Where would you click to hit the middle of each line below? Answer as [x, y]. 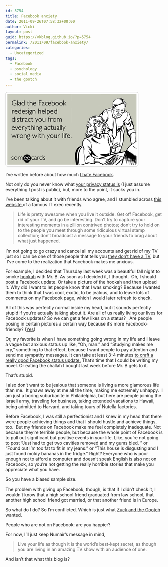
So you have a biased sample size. [41, 479]
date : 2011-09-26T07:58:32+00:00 [40, 21]
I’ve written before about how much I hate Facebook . [60, 174]
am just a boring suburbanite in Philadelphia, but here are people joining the [83, 396]
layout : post [19, 32]
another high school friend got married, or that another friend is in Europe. [82, 500]
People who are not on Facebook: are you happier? [58, 525]
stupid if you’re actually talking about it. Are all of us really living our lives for [84, 313]
